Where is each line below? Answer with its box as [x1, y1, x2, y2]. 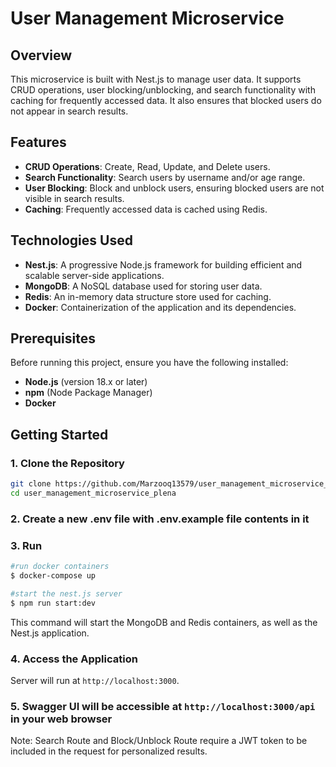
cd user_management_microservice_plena [10, 488, 177, 498]
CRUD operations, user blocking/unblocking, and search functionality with [10, 84, 316, 96]
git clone [10, 479, 52, 489]
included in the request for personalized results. [10, 745, 208, 757]
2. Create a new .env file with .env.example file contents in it [10, 512, 310, 526]
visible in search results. [24, 192, 125, 204]
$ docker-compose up [10, 570, 97, 581]
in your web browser [10, 712, 113, 726]
